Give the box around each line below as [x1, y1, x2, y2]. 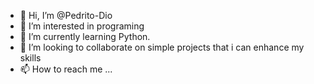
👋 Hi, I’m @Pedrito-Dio [19, 10, 113, 21]
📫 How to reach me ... [19, 63, 113, 75]
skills [19, 52, 42, 64]
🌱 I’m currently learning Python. [19, 31, 151, 42]
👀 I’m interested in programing [19, 20, 145, 32]
